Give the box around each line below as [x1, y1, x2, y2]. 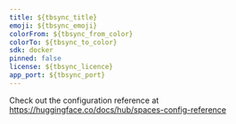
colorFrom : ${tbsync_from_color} [9, 29, 134, 38]
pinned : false [9, 54, 62, 63]
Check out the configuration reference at [9, 95, 159, 105]
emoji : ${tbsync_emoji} [9, 21, 98, 30]
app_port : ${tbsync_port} [9, 71, 105, 80]
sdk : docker [9, 46, 53, 55]
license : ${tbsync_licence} [9, 63, 114, 72]
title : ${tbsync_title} [9, 12, 98, 22]
